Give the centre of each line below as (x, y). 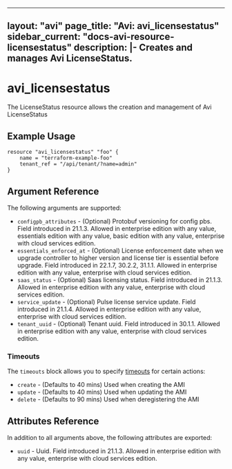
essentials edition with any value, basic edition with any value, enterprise (121, 236)
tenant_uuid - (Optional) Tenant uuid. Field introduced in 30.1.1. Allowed (118, 323)
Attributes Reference (53, 421)
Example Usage (41, 136)
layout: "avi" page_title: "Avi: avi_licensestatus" (113, 26)
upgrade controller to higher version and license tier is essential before (118, 258)
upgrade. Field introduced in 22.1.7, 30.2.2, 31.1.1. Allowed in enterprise (117, 265)
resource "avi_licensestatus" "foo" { (63, 152)
